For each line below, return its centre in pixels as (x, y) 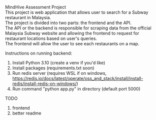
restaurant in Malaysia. (28, 17)
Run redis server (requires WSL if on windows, (59, 73)
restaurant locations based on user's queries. (51, 38)
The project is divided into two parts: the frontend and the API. (68, 23)
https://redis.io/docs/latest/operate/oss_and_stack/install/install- (78, 78)
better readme (27, 113)
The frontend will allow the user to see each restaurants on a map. (72, 44)
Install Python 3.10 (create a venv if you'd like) (59, 63)
